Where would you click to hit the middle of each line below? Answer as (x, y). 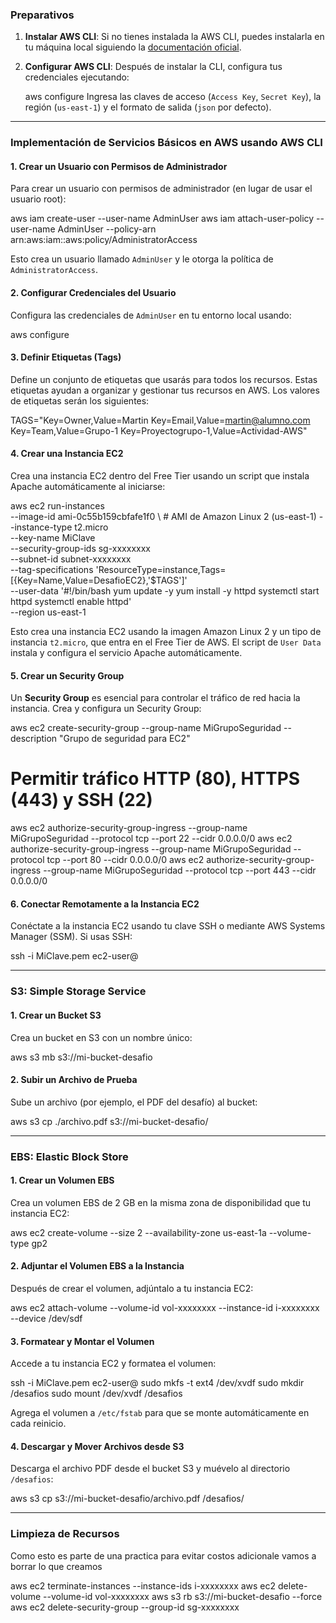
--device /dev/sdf (46, 1319)
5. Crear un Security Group (67, 675)
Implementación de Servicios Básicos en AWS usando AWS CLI (166, 143)
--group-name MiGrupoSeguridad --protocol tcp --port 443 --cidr (180, 870)
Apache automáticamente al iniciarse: (88, 487)
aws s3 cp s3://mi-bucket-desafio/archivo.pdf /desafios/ (127, 1499)
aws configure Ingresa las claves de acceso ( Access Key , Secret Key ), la (173, 97)
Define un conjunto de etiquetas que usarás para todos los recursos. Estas (164, 379)
